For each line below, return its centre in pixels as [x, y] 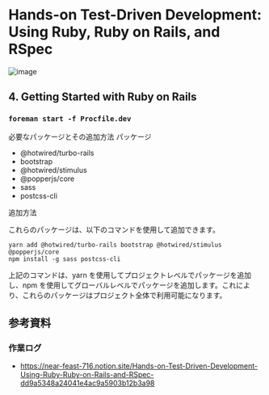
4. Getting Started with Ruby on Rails [103, 97]
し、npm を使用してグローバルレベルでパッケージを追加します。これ [122, 285]
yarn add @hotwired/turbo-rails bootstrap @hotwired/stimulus [115, 245]
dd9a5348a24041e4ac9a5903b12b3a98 [87, 383]
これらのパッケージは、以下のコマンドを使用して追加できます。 [114, 229]
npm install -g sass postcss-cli [65, 259]
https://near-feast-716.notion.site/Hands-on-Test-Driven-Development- [139, 366]
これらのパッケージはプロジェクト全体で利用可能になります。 [124, 295]
